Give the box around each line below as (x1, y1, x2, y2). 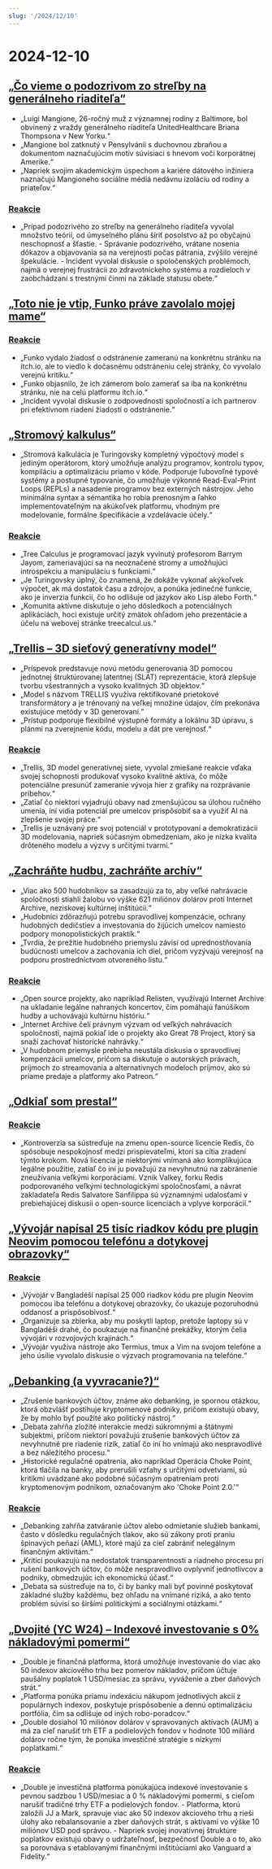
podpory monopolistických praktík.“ (19, 928, 140, 938)
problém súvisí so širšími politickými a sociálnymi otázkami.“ (19, 1599, 222, 1609)
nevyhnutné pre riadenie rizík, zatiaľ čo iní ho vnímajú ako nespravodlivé (19, 1439, 262, 1449)
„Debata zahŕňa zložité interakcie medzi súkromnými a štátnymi (19, 1421, 234, 1432)
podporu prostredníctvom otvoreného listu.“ (19, 954, 168, 964)
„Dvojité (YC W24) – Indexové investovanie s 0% (8, 1622, 260, 1636)
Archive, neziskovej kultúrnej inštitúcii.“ (19, 902, 152, 912)
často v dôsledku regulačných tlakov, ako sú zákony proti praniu (19, 1530, 235, 1539)
